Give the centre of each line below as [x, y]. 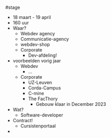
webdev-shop [35, 44]
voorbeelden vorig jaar [37, 61]
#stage [13, 7]
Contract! [23, 120]
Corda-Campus [44, 88]
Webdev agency [38, 33]
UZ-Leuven [40, 82]
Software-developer [42, 115]
